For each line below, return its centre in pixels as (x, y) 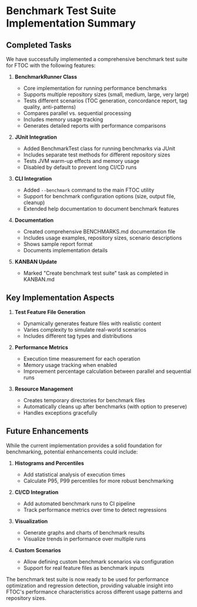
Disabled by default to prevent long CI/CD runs (80, 167)
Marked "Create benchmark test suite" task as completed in (96, 273)
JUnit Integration (36, 137)
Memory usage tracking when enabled (70, 365)
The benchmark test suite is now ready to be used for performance (87, 579)
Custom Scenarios (38, 550)
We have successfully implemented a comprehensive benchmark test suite (97, 59)
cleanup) (34, 202)
